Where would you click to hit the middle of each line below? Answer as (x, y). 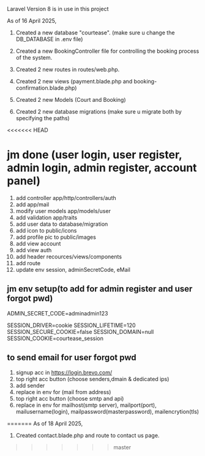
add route (28, 263)
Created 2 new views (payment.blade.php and (74, 81)
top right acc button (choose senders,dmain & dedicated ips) (92, 379)
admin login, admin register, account (102, 168)
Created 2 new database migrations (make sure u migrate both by (99, 112)
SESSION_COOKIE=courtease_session (55, 338)
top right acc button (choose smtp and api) (70, 398)
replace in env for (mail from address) (63, 392)
